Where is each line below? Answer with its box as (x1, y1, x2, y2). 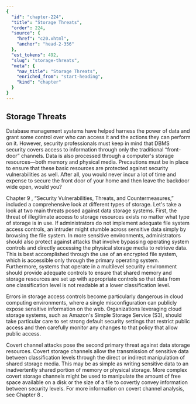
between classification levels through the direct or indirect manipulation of (6, 354, 185, 361)
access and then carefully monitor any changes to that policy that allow (6, 324, 178, 331)
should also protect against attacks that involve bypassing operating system (6, 238, 190, 245)
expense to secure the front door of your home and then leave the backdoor (6, 177, 190, 184)
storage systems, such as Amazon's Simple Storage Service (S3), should (6, 311, 182, 319)
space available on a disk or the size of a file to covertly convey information (6, 378, 188, 386)
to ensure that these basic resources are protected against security (6, 164, 169, 171)
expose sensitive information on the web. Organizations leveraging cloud (6, 305, 182, 312)
